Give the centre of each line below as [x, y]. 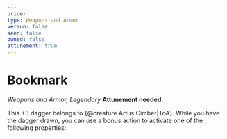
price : [17, 14]
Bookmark [37, 80]
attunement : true [32, 46]
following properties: [37, 128]
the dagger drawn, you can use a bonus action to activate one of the [105, 120]
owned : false [26, 40]
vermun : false [28, 26]
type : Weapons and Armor [43, 20]
